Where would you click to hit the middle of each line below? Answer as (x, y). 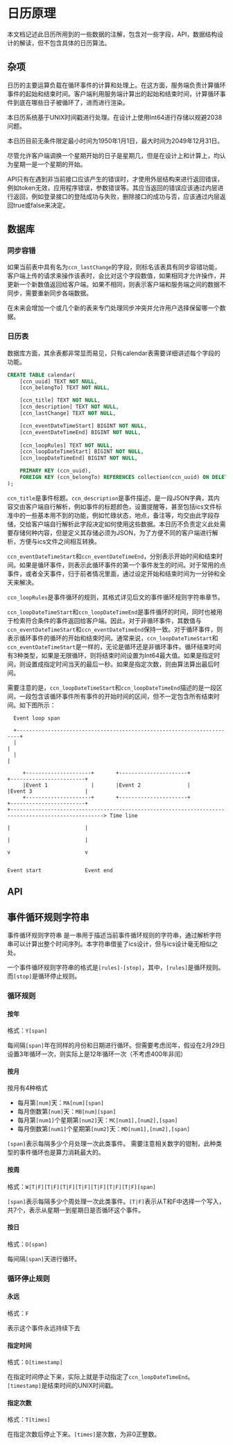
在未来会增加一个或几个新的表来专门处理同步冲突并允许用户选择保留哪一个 (113, 308)
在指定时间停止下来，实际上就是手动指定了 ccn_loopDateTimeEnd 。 (101, 1377)
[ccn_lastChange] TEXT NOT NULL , (68, 413)
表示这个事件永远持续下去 (44, 1328)
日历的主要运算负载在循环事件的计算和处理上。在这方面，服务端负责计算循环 (116, 85)
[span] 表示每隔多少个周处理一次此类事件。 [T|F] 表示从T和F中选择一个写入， (116, 1201)
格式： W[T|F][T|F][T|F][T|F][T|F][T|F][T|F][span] (81, 1186)
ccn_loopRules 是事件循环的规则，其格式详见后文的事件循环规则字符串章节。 (115, 597)
